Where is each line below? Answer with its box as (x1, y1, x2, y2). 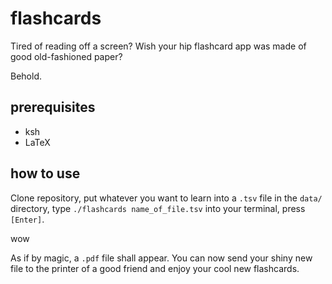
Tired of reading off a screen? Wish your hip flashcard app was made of (10, 40, 307, 52)
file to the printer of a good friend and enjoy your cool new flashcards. (10, 262, 300, 274)
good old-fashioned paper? (10, 50, 123, 62)
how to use (10, 165, 81, 182)
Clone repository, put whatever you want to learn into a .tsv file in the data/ (10, 192, 323, 204)
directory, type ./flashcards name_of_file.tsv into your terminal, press (10, 202, 306, 214)
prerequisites (10, 99, 96, 116)
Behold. (10, 70, 42, 82)
